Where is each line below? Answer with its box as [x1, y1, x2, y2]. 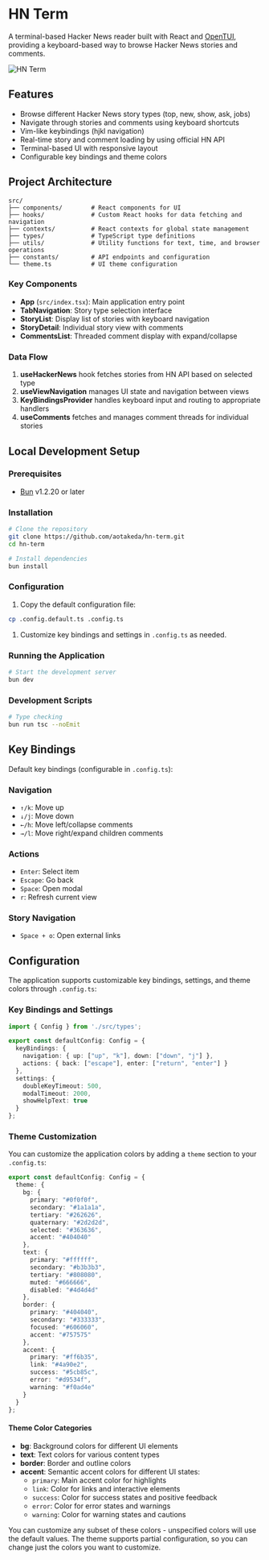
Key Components [8, 279, 78, 290]
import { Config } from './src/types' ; [8, 1023, 142, 1031]
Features [8, 88, 54, 102]
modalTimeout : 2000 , [22, 1089, 92, 1097]
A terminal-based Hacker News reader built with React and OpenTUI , [8, 31, 237, 41]
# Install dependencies [8, 554, 88, 562]
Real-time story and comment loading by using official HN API [19, 135, 225, 144]
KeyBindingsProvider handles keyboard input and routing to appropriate [19, 396, 261, 405]
